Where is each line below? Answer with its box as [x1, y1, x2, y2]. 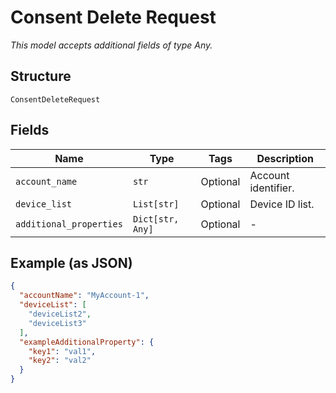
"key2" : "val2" [28, 356, 92, 366]
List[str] [132, 198, 180, 210]
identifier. [249, 181, 295, 195]
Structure [10, 68, 72, 85]
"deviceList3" [28, 318, 87, 328]
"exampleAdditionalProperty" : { [19, 337, 155, 347]
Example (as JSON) [10, 254, 133, 271]
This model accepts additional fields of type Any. [10, 39, 213, 51]
